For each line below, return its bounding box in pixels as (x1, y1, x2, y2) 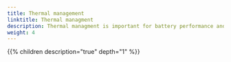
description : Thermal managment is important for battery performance (7, 22, 214, 29)
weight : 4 (7, 29, 36, 36)
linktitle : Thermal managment (7, 16, 94, 23)
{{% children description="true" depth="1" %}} (7, 48, 140, 56)
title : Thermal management (7, 10, 85, 17)
